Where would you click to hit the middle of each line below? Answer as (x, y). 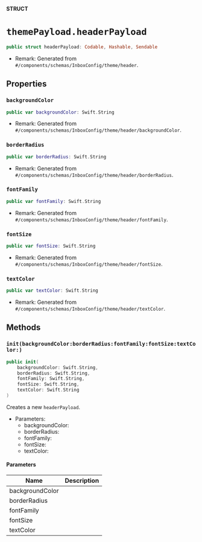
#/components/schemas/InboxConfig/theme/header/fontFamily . (91, 219)
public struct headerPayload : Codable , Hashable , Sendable (82, 47)
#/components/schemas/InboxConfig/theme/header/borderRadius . (94, 175)
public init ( (23, 362)
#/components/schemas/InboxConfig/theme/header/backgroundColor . (98, 130)
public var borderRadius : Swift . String (56, 156)
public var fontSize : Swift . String (51, 246)
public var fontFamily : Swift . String (54, 201)
